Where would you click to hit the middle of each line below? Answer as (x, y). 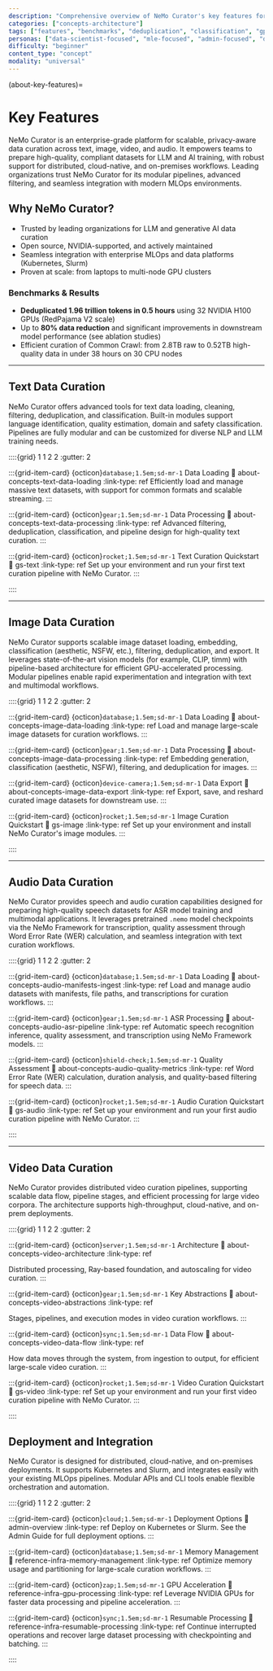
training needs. (34, 441)
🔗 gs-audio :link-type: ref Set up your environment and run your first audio (133, 1110)
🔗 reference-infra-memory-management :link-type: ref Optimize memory (130, 1560)
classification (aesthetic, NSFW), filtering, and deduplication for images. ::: (133, 767)
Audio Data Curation (61, 882)
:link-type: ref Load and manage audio (187, 985)
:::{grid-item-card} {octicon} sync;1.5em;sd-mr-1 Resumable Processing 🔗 (131, 1617)
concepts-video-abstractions (58, 1302)
